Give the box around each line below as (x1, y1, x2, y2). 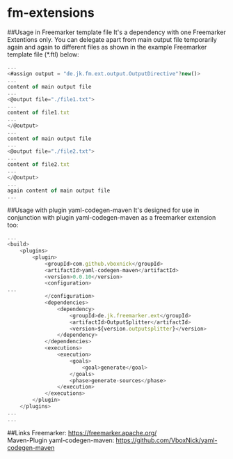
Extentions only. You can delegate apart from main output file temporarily (7, 35, 217, 43)
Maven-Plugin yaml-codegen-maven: (7, 436, 115, 444)
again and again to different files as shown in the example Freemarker (7, 43, 207, 51)
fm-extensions (7, 5, 95, 21)
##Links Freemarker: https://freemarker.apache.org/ (7, 428, 157, 437)
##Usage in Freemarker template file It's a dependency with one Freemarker (7, 28, 226, 36)
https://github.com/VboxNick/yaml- (115, 436, 218, 444)
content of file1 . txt (7, 110, 70, 116)
